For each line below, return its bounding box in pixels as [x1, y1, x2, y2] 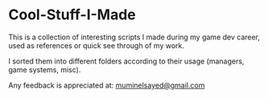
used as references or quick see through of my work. [8, 40, 185, 50]
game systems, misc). [8, 64, 81, 74]
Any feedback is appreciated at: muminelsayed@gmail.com [8, 80, 205, 90]
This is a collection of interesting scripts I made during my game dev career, [8, 32, 260, 42]
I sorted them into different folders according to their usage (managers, [8, 56, 245, 66]
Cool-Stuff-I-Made [8, 6, 137, 24]
